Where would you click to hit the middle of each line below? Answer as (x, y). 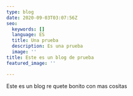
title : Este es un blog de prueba (50, 57)
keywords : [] (28, 29)
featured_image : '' (31, 63)
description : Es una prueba (48, 46)
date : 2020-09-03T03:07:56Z (42, 18)
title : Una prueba (35, 40)
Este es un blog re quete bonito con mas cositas (67, 86)
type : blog (20, 12)
